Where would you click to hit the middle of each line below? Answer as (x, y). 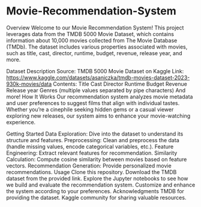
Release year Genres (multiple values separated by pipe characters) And (96, 90)
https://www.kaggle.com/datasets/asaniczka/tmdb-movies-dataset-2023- (98, 77)
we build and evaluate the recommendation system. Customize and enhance (101, 185)
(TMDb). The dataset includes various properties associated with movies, (97, 47)
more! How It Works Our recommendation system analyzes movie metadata (100, 97)
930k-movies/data (29, 84)
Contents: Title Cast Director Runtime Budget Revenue (120, 84)
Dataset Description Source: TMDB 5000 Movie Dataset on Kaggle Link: (95, 71)
